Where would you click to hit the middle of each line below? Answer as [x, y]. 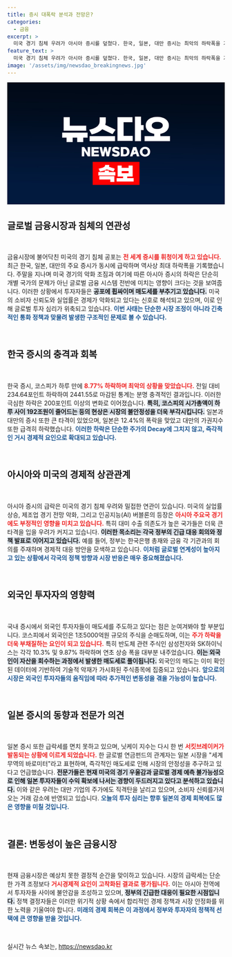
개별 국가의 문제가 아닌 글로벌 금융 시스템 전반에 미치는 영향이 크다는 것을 [106, 283]
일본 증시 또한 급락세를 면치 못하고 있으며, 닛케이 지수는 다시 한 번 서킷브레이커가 [116, 747]
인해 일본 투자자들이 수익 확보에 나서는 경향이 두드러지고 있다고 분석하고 [110, 781]
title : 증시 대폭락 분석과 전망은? [50, 14]
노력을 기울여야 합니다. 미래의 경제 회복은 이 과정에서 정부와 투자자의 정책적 [115, 910]
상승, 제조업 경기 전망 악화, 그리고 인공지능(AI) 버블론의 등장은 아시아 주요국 [109, 515]
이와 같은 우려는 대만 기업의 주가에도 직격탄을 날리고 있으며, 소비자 [106, 789]
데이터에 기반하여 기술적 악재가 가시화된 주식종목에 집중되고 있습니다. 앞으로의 [119, 669]
